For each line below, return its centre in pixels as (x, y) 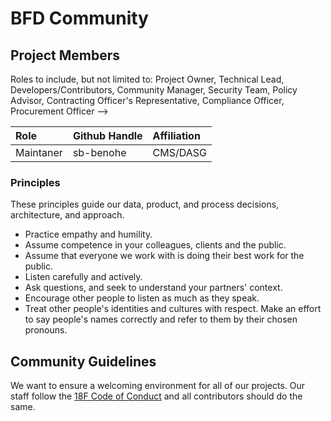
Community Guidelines (83, 361)
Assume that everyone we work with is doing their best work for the (164, 256)
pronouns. (46, 330)
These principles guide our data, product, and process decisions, (145, 204)
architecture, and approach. (67, 215)
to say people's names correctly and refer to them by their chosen (161, 319)
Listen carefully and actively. (83, 277)
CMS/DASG (179, 152)
